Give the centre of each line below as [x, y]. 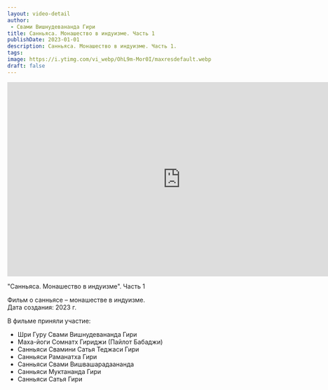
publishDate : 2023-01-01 [43, 40]
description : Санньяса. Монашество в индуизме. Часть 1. [92, 46]
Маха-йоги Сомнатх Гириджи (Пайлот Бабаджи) [90, 342]
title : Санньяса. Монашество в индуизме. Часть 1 [81, 33]
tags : [15, 53]
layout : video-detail [39, 14]
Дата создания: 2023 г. [42, 307]
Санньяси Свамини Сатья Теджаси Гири [78, 349]
